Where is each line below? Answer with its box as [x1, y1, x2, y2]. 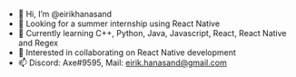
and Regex [17, 37, 59, 48]
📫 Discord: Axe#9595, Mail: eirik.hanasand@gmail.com [17, 57, 227, 68]
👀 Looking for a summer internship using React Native [17, 18, 221, 29]
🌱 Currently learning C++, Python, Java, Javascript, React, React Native [17, 28, 287, 38]
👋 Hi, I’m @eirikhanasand [17, 9, 112, 19]
